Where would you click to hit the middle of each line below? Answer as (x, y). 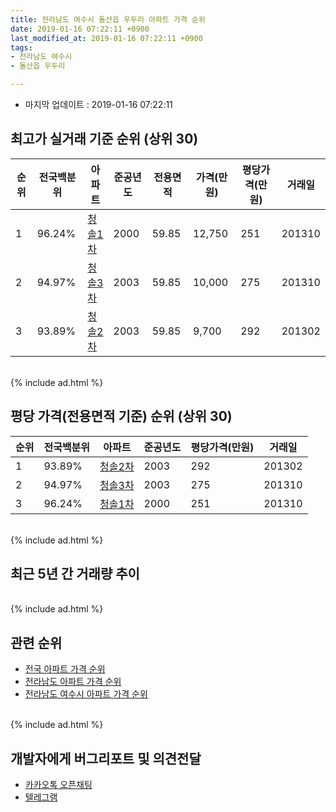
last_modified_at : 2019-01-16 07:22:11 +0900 (106, 38)
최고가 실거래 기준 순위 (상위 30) (104, 139)
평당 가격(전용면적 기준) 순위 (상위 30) (121, 416)
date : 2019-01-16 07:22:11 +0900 (80, 29)
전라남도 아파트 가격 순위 (73, 682)
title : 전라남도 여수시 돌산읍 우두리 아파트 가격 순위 (108, 19)
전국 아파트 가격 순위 (65, 669)
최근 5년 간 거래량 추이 (75, 574)
